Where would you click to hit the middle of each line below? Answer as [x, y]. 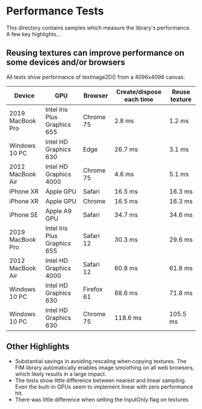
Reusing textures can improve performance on [95, 53]
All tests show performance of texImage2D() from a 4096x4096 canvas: [96, 77]
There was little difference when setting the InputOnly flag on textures [102, 399]
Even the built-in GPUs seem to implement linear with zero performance [104, 387]
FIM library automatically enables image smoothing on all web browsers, [104, 367]
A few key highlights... [34, 34]
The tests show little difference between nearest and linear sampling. [100, 380]
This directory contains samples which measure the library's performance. [99, 28]
